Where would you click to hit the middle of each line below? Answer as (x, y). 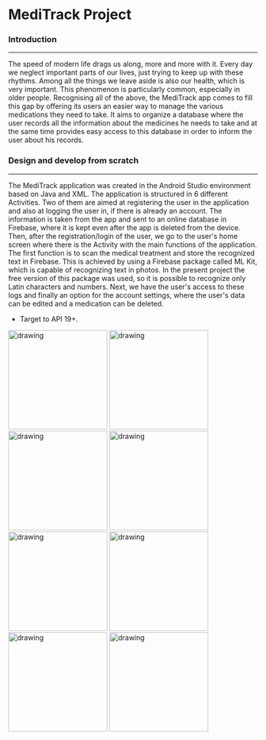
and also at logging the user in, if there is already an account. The (115, 210)
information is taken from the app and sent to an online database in (118, 219)
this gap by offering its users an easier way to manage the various (116, 106)
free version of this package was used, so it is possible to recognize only (127, 278)
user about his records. (46, 140)
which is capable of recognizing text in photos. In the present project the (127, 270)
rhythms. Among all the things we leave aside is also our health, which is (127, 81)
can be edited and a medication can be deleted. (86, 303)
